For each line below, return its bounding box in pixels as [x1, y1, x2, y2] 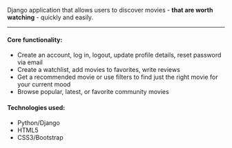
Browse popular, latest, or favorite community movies [17, 88, 169, 96]
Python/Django [17, 119, 60, 127]
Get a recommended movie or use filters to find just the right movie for [17, 73, 219, 82]
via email [17, 58, 43, 66]
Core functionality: [7, 35, 63, 44]
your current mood [17, 80, 71, 89]
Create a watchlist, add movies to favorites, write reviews [17, 66, 181, 74]
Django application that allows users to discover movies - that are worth [7, 6, 213, 14]
